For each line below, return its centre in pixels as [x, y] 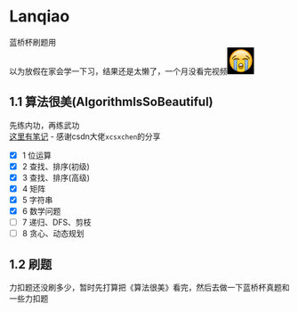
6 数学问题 [41, 211]
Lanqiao [40, 16]
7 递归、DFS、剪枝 [56, 222]
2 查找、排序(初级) [56, 166]
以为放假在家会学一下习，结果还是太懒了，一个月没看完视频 [118, 71]
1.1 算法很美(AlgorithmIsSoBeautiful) [111, 102]
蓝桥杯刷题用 [32, 42]
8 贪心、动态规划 [53, 234]
